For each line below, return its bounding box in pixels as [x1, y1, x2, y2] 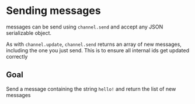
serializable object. [6, 29, 51, 36]
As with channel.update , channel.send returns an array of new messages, [6, 41, 182, 48]
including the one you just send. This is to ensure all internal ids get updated [6, 46, 190, 53]
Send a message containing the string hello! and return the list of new [6, 85, 176, 92]
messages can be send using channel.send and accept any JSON [6, 23, 163, 30]
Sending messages [6, 4, 101, 17]
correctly [6, 53, 28, 60]
